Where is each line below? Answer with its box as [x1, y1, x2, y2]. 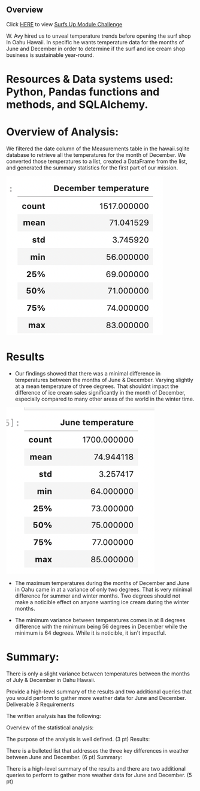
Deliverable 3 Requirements [6, 701, 75, 708]
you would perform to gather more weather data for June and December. [6, 694, 187, 701]
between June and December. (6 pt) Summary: [6, 753, 123, 760]
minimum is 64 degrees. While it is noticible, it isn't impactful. [14, 629, 166, 637]
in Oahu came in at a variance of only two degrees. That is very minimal [14, 586, 192, 593]
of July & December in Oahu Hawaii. [6, 676, 96, 683]
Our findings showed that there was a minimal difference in [14, 369, 161, 377]
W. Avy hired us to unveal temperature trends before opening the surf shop [6, 32, 192, 40]
